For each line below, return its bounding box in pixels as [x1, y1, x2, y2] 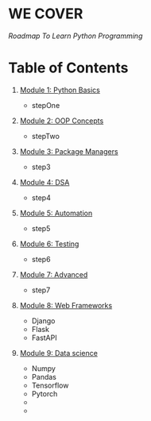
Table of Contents [8, 59, 129, 77]
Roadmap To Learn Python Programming [8, 31, 143, 41]
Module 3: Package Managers [19, 146, 118, 156]
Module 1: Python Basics [19, 85, 101, 95]
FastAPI [31, 333, 57, 342]
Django [31, 315, 56, 326]
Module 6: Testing [19, 239, 79, 249]
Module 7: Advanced [19, 269, 88, 279]
